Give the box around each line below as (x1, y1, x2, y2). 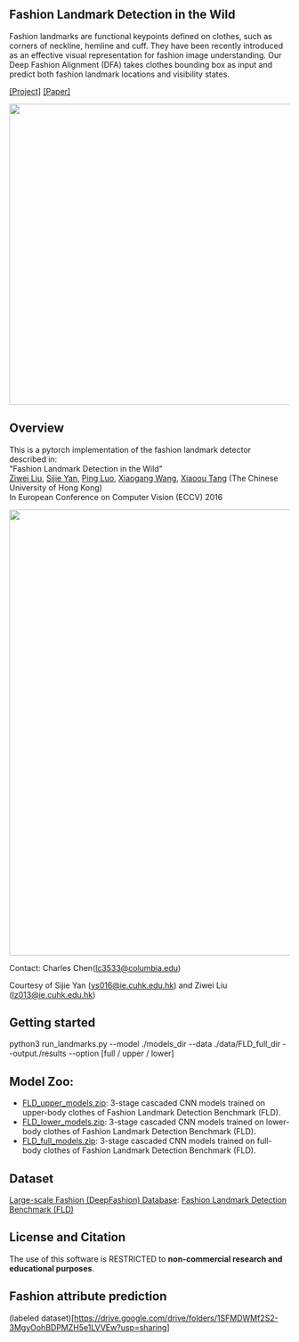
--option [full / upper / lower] (68, 1048, 175, 1059)
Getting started (9, 1016, 96, 1031)
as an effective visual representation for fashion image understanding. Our (9, 49, 282, 61)
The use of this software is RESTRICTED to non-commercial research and (9, 1253, 283, 1264)
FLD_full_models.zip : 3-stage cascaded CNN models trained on (21, 1136, 255, 1147)
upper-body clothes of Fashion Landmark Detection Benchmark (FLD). (21, 1107, 281, 1118)
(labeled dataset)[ (9, 1313, 75, 1323)
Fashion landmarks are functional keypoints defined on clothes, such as (9, 30, 273, 41)
